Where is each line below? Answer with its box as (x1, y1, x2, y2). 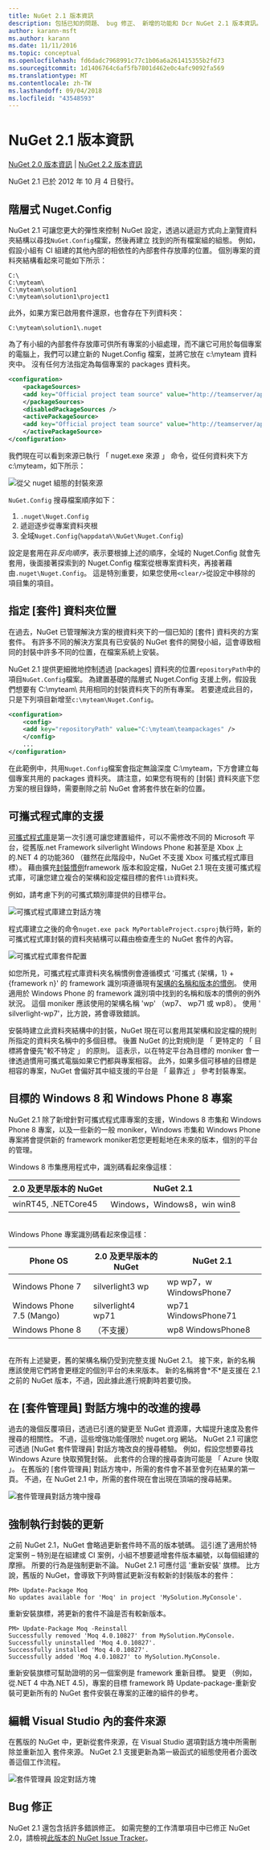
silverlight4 (92, 1300, 136, 1311)
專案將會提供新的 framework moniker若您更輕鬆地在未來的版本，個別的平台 (8, 1135, 259, 1144)
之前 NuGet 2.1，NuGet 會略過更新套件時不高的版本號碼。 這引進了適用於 (8, 1540, 251, 1550)
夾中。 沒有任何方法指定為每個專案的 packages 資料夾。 (8, 359, 195, 369)
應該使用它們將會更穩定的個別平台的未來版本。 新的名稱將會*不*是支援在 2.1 (8, 1365, 260, 1375)
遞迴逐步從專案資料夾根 (19, 520, 98, 530)
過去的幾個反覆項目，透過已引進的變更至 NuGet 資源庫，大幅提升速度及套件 (8, 1424, 259, 1434)
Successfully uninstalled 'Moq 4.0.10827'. (8, 1639, 157, 1647)
